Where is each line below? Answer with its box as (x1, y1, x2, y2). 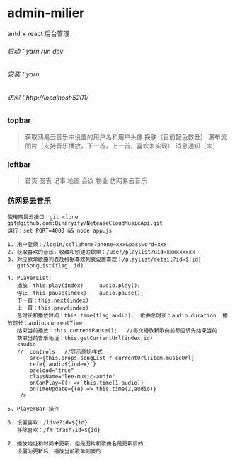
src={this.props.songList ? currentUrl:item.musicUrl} (29, 355, 195, 362)
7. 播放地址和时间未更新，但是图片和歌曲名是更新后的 (7, 440, 144, 448)
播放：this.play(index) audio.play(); (16, 282, 141, 289)
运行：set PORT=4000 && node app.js (7, 228, 113, 235)
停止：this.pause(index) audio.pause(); (16, 290, 144, 297)
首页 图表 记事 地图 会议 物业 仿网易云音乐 (24, 177, 147, 185)
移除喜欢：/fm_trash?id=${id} (16, 426, 101, 434)
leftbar (7, 159, 31, 169)
